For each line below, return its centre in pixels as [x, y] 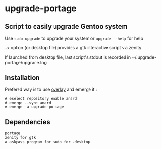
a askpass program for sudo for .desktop [48, 142]
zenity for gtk [20, 137]
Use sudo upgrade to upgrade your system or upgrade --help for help [74, 38]
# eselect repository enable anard [41, 98]
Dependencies [27, 122]
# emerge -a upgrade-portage [35, 107]
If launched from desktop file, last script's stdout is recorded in [68, 57]
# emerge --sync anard [28, 103]
